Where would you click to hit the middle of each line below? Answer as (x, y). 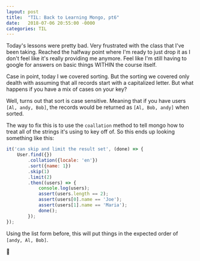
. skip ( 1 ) (39, 171)
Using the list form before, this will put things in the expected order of (92, 233)
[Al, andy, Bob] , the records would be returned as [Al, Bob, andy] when (98, 107)
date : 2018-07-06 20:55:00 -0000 (51, 23)
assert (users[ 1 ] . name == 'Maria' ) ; (83, 205)
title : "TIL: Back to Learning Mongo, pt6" (63, 17)
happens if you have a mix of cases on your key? (67, 89)
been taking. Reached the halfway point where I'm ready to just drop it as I (98, 52)
